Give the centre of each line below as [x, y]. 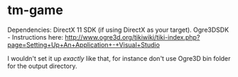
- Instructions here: [36, 37]
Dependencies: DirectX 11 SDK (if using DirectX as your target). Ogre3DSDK [118, 30]
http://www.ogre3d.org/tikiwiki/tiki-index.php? [132, 37]
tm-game [36, 10]
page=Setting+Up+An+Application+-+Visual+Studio [83, 45]
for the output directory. [42, 66]
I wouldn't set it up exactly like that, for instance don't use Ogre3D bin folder [119, 58]
